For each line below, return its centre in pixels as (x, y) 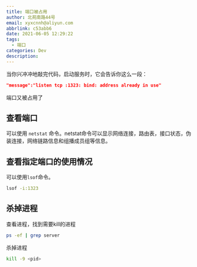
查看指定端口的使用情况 (49, 162)
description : (22, 56)
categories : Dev (26, 51)
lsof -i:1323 (22, 189)
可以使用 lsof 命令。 (30, 177)
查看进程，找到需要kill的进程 (41, 224)
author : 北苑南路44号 (31, 17)
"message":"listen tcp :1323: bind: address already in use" (84, 85)
